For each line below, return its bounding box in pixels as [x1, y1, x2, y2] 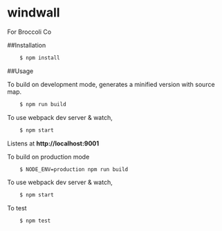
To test [7, 204, 27, 212]
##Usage [7, 67, 34, 75]
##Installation [7, 41, 46, 49]
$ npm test [19, 217, 51, 225]
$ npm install [19, 54, 60, 61]
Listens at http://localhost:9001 [7, 139, 100, 148]
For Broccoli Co [7, 28, 52, 36]
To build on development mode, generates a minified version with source [7, 80, 216, 88]
